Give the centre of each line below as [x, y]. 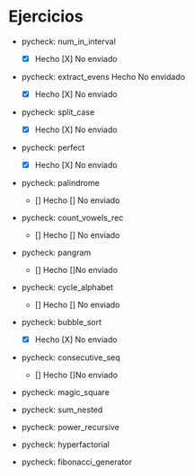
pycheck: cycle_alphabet [67, 287]
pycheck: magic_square [65, 392]
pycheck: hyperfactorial [65, 445]
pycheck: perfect [53, 148]
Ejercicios [46, 17]
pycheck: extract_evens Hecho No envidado [103, 77]
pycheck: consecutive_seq [71, 357]
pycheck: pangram [56, 252]
